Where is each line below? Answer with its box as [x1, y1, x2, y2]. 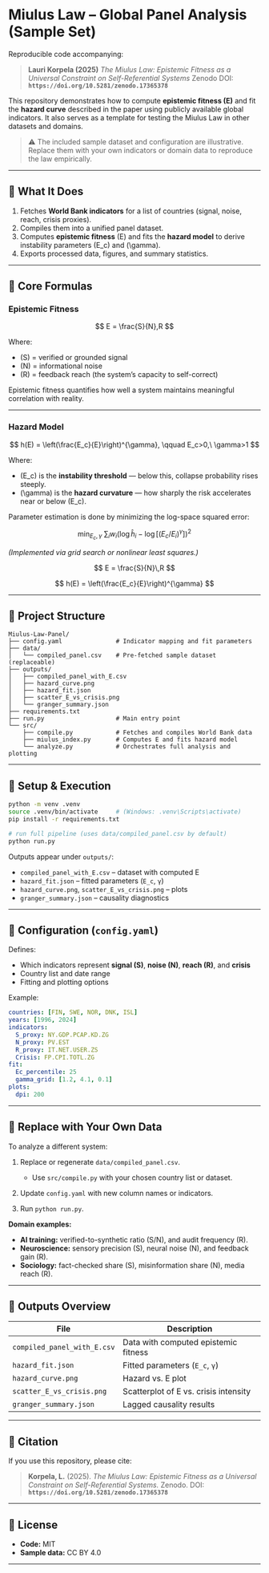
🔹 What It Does [8, 184, 84, 198]
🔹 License [8, 1518, 58, 1531]
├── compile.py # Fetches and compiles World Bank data [22, 728, 252, 737]
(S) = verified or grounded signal [19, 353, 128, 363]
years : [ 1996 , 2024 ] [8, 1016, 78, 1024]
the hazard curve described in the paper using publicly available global [8, 104, 244, 114]
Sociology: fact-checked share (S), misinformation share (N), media [19, 1260, 246, 1270]
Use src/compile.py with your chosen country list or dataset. [31, 1173, 233, 1182]
